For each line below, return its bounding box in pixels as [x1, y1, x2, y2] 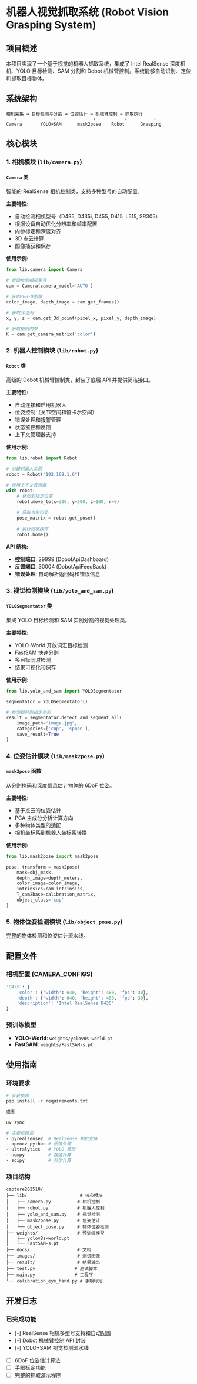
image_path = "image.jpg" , [16, 720, 78, 726]
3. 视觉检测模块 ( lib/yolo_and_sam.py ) [6, 586, 114, 595]
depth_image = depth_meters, [16, 875, 83, 881]
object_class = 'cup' [16, 897, 65, 903]
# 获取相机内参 [6, 326, 38, 332]
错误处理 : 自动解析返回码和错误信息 [14, 570, 101, 577]
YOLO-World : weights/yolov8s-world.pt [14, 1034, 113, 1042]
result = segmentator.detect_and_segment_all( [6, 715, 122, 721]
